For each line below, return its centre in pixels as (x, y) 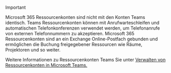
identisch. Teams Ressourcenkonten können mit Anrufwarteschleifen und (82, 23)
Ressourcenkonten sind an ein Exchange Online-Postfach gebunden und (82, 39)
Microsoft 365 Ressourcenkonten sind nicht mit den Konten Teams (75, 17)
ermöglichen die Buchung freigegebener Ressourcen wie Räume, (74, 44)
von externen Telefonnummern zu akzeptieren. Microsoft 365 (70, 33)
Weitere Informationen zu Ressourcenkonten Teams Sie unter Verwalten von (86, 60)
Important (16, 7)
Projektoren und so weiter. (33, 50)
